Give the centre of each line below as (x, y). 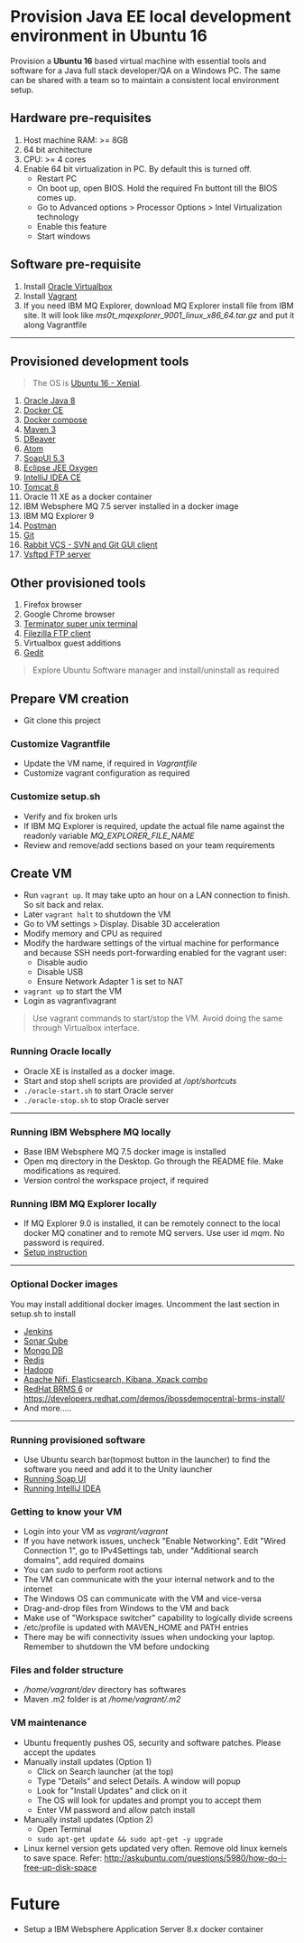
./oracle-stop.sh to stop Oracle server (96, 1099)
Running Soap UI (55, 1478)
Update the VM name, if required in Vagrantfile (110, 764)
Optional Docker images (64, 1284)
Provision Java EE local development (151, 17)
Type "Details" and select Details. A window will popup (139, 1781)
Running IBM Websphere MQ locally (91, 1132)
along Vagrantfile (55, 325)
